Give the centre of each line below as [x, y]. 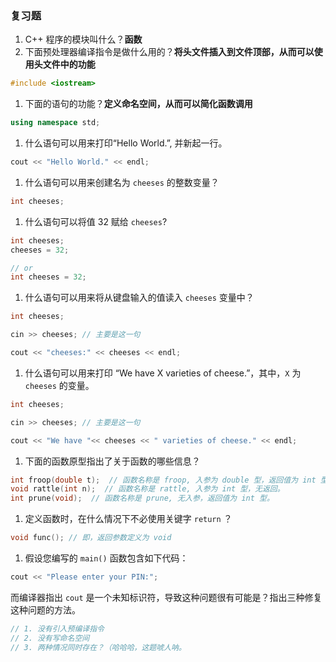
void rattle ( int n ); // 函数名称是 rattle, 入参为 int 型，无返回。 [147, 489]
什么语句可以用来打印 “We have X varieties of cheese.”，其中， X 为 [163, 373]
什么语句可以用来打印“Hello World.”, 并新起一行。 [126, 143]
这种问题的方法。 [45, 609]
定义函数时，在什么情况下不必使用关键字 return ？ [128, 519]
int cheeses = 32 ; [48, 277]
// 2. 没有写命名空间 [50, 638]
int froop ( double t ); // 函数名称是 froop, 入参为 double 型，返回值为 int [163, 480]
